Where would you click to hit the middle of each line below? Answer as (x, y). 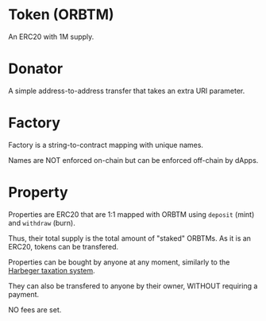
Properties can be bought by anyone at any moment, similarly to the (119, 262)
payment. (24, 294)
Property (39, 192)
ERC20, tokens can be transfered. (64, 246)
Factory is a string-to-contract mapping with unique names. (106, 145)
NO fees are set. (35, 309)
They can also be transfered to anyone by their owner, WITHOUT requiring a (133, 286)
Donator (36, 69)
